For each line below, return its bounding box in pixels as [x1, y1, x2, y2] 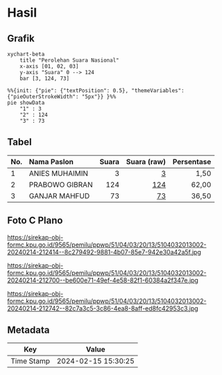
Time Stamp [10, 356, 51, 366]
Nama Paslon [28, 157, 74, 166]
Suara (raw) [126, 157, 166, 166]
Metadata [7, 324, 50, 336]
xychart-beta [7, 51, 45, 58]
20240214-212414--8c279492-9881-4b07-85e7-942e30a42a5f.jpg [7, 247, 201, 256]
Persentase [172, 157, 212, 166]
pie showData [7, 99, 45, 106]
